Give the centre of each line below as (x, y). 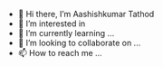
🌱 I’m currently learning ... (66, 33)
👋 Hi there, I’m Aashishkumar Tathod (86, 14)
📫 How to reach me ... (60, 53)
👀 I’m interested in (52, 24)
